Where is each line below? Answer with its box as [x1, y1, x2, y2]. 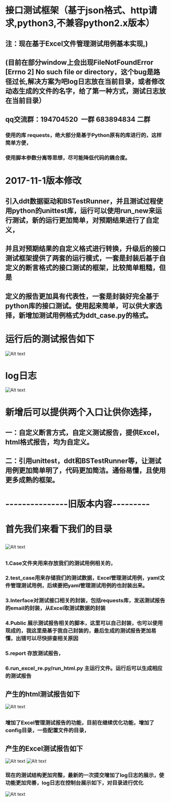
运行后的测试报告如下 [5, 333, 95, 345]
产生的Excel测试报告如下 [5, 744, 83, 753]
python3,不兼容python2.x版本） [17, 17, 155, 29]
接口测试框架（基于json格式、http [5, 5, 149, 16]
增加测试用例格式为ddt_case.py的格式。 [25, 311, 153, 320]
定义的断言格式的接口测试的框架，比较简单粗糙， [5, 263, 159, 272]
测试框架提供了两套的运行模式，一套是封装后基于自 [5, 254, 166, 263]
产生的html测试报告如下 [5, 689, 80, 698]
